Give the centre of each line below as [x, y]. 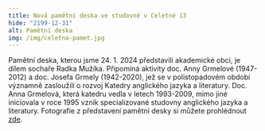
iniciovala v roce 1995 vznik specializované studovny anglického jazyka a [128, 102]
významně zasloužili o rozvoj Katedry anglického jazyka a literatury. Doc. [128, 86]
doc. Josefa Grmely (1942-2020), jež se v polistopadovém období [142, 77]
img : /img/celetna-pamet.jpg [57, 38]
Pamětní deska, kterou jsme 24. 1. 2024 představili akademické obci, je [125, 60]
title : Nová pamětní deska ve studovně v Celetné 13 [97, 15]
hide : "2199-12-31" [41, 23]
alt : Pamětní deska [41, 30]
